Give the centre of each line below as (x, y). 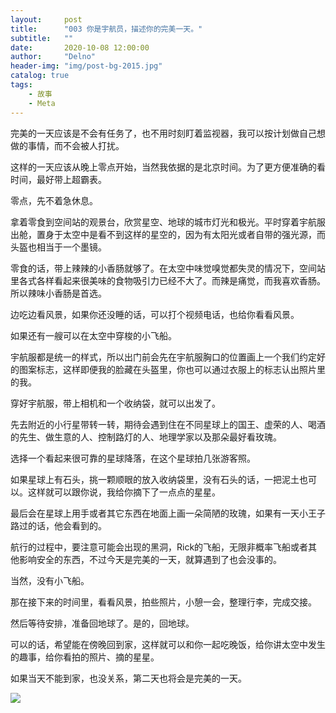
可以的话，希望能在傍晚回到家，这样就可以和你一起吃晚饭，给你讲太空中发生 (168, 644)
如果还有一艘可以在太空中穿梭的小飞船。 (93, 335)
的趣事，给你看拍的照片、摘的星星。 (85, 657)
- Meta (42, 103)
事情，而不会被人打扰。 (76, 145)
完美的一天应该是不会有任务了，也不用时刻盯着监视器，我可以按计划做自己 (163, 133)
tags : (21, 85)
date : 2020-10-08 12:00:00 (80, 47)
